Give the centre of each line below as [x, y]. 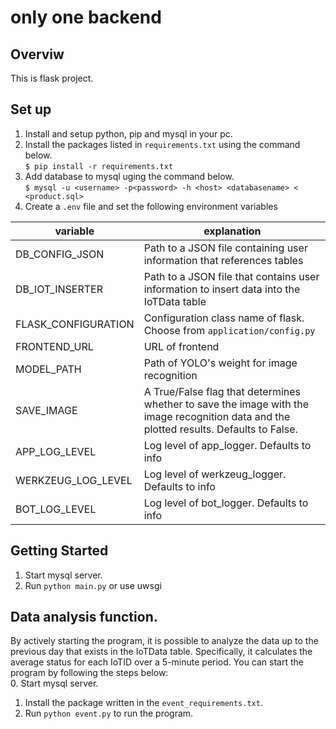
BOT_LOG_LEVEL [56, 509]
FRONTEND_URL [54, 346]
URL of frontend [181, 346]
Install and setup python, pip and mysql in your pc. [128, 133]
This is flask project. [52, 78]
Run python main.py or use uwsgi [93, 585]
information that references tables [223, 260]
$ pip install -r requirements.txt [99, 166]
